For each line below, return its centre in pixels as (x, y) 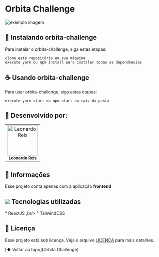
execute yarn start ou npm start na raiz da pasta (57, 101)
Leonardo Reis (23, 158)
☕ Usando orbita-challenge (47, 78)
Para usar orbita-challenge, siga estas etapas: (51, 92)
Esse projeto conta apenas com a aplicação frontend (58, 186)
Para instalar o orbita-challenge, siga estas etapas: (56, 49)
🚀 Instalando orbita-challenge (51, 38)
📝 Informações (28, 174)
